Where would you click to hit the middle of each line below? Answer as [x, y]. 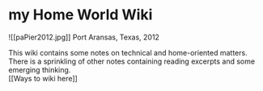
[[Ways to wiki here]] [43, 78]
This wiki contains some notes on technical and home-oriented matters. [128, 52]
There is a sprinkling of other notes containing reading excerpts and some [132, 61]
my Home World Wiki [81, 15]
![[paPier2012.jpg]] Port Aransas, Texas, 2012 [84, 37]
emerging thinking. [40, 69]
